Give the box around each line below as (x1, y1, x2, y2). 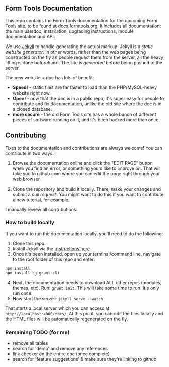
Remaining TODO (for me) (5, 329, 70, 336)
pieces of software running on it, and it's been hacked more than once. (12, 116, 160, 123)
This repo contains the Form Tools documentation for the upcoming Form (5, 17, 158, 23)
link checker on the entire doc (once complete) (12, 351, 110, 357)
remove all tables (12, 340, 48, 346)
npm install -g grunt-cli (5, 270, 60, 276)
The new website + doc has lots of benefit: (5, 74, 94, 80)
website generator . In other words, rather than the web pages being (5, 49, 146, 55)
